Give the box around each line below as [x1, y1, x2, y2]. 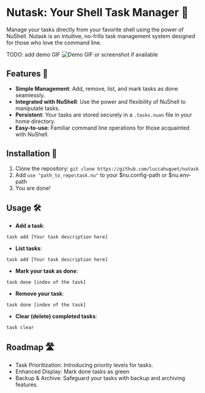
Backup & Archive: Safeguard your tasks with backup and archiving [15, 375, 185, 382]
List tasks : [15, 245, 42, 252]
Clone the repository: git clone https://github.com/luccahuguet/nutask [15, 165, 199, 172]
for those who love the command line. [6, 39, 102, 46]
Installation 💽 [6, 149, 58, 159]
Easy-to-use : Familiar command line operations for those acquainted [15, 124, 190, 131]
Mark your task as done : [15, 267, 78, 275]
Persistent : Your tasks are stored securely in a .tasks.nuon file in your [15, 111, 193, 119]
